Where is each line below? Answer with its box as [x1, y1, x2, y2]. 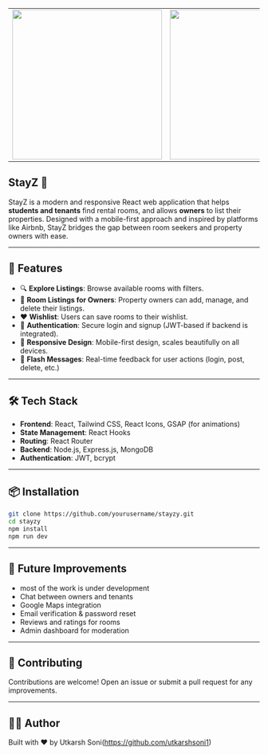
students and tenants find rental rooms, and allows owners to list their [8, 205, 242, 215]
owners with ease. [8, 231, 69, 240]
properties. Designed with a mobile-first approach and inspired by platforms [8, 214, 258, 223]
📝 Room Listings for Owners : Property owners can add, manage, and [19, 294, 249, 304]
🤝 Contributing [8, 656, 83, 670]
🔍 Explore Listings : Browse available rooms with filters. [19, 283, 204, 293]
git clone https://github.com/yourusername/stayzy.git [8, 510, 195, 518]
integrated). [19, 329, 59, 338]
